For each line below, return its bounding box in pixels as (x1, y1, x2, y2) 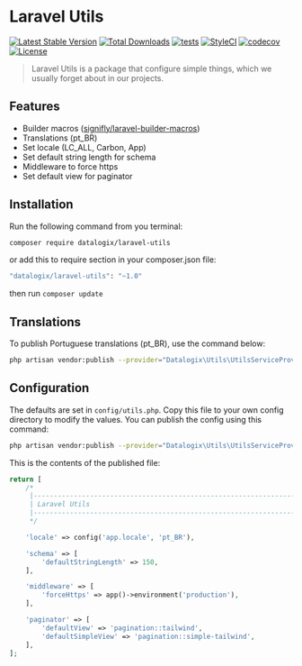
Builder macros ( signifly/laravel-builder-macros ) (22, 123, 200, 133)
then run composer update (9, 288, 103, 299)
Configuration (9, 380, 90, 396)
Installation (9, 196, 74, 213)
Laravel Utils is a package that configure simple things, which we (31, 63, 272, 74)
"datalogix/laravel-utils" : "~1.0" (9, 272, 143, 281)
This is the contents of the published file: (9, 457, 161, 468)
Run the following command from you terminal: (9, 221, 183, 232)
